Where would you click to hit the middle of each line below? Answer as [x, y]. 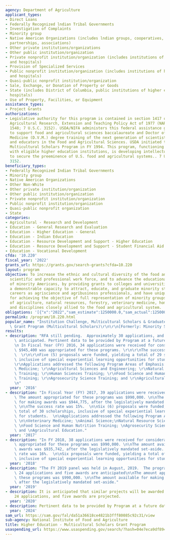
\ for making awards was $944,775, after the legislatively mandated [89, 402]
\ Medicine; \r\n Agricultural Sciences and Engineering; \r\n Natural [89, 369]
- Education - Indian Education [39, 237]
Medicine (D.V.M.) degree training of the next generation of [77, 138]
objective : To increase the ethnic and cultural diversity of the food [82, 274]
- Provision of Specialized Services [45, 67]
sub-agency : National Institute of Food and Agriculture [67, 520]
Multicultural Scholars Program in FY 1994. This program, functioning [87, 147]
